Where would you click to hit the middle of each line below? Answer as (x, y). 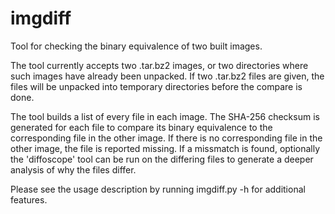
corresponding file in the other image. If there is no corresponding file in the (166, 138)
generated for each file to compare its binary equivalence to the (141, 127)
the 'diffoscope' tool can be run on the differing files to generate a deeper (162, 159)
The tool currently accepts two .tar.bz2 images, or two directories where (159, 65)
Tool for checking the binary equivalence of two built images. (136, 46)
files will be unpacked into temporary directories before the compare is (156, 86)
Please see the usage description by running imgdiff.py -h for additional (158, 189)
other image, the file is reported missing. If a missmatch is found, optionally (165, 148)
